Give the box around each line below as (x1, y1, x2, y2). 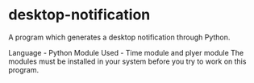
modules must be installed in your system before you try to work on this (8, 56, 247, 66)
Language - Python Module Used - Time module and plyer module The (8, 48, 244, 57)
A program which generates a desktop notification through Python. (8, 32, 231, 42)
